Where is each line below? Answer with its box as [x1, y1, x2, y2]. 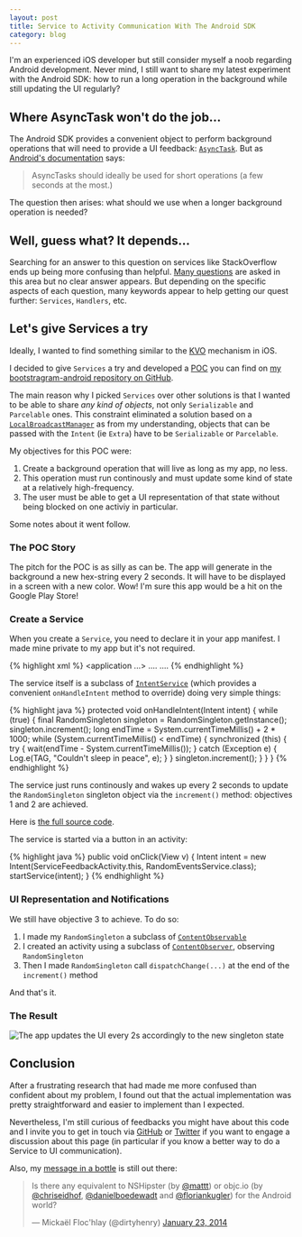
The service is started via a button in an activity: [9, 834, 188, 845]
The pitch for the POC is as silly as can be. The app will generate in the [9, 562, 273, 573]
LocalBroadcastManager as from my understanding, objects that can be [9, 418, 270, 429]
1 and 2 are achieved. [9, 799, 88, 810]
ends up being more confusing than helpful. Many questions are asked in [9, 267, 281, 277]
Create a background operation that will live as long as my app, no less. [22, 463, 288, 473]
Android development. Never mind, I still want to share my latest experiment [9, 64, 291, 75]
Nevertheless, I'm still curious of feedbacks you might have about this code [9, 1116, 290, 1127]
